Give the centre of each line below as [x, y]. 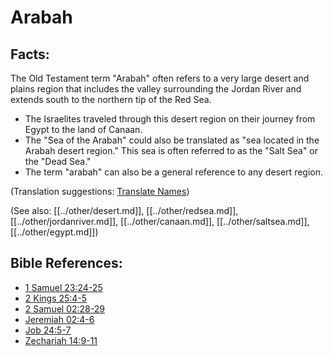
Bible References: [66, 263]
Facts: [30, 54]
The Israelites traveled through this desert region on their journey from [170, 119]
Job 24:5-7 [48, 330]
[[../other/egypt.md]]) [54, 232]
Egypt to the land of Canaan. [83, 129]
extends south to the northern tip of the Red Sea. [111, 99]
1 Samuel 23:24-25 [63, 287]
